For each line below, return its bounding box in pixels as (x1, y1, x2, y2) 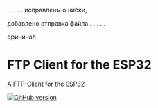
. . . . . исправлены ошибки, (7, 6, 87, 14)
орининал (7, 33, 36, 41)
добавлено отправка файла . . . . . (7, 19, 106, 27)
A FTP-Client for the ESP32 (7, 80, 85, 88)
